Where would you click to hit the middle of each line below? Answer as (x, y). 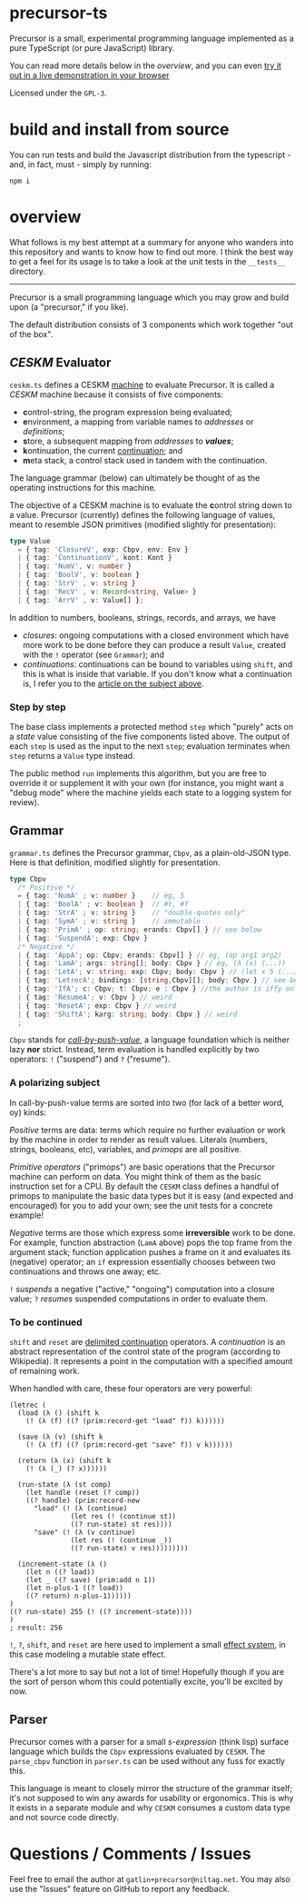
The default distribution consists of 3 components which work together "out (151, 324)
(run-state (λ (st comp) (64, 1485)
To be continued (46, 1322)
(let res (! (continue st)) (123, 1517)
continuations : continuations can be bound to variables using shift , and (157, 664)
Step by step (38, 707)
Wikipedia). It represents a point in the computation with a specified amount (151, 1361)
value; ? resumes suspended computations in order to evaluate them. (139, 1299)
